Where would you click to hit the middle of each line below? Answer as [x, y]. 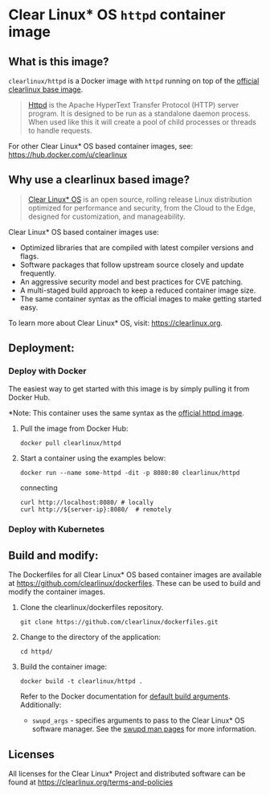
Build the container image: [63, 667]
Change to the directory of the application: [90, 637]
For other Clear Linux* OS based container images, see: [101, 146]
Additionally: [41, 705]
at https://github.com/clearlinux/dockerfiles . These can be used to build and [135, 584]
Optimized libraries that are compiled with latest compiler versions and [137, 248]
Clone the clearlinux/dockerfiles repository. [92, 608]
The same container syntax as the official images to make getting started [141, 298]
